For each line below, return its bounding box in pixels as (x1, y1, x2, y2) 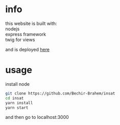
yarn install (5, 100, 33, 105)
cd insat (5, 96, 24, 101)
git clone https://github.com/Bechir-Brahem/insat (5, 90, 115, 96)
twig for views (5, 37, 35, 43)
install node (5, 81, 30, 87)
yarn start (5, 105, 29, 110)
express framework (5, 31, 46, 37)
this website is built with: (5, 20, 57, 26)
